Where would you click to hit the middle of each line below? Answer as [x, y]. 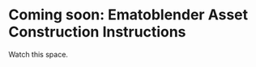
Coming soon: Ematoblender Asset [128, 15]
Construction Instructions [97, 32]
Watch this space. [38, 54]
